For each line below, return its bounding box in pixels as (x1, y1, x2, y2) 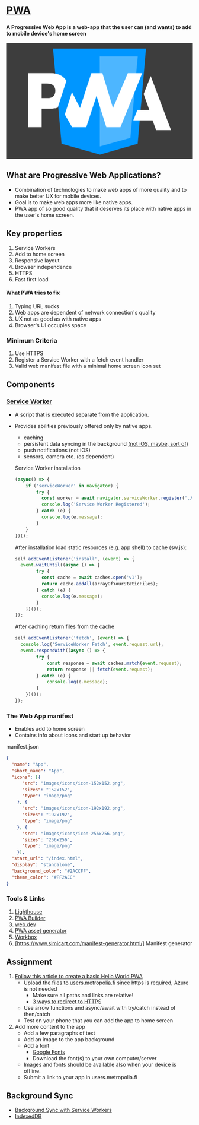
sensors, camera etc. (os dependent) (23, 452, 114, 460)
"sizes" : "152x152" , (21, 787, 73, 793)
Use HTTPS (14, 350, 44, 357)
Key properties (6, 229, 62, 239)
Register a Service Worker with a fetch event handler (14, 356, 144, 363)
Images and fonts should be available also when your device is (23, 1061, 176, 1068)
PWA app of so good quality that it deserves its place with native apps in (14, 205, 192, 212)
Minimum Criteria (6, 336, 57, 344)
